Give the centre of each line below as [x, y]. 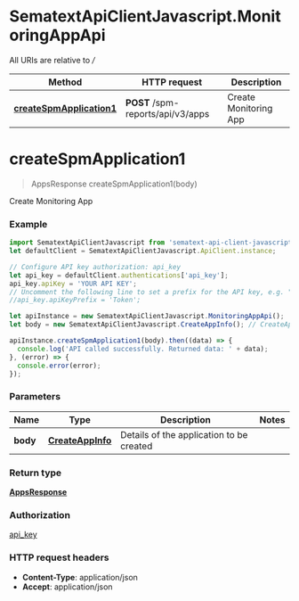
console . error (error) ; [59, 366]
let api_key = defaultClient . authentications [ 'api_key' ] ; [119, 275]
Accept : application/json [67, 587]
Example [28, 224]
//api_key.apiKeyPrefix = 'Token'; [75, 300]
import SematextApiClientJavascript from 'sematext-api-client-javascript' [153, 243]
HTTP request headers [59, 557]
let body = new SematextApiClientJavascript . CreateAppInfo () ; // [133, 325]
